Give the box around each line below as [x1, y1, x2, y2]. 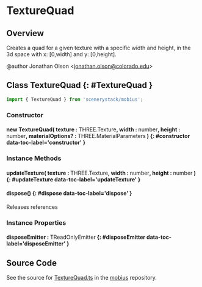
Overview [6, 28, 45, 38]
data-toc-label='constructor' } [6, 139, 86, 147]
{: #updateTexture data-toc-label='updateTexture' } [6, 175, 141, 183]
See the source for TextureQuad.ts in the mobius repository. [6, 274, 157, 282]
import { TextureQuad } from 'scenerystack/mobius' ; [6, 96, 143, 103]
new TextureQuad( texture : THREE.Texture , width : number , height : [6, 126, 181, 133]
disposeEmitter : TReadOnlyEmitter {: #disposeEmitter [6, 233, 146, 241]
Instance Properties [6, 218, 67, 227]
